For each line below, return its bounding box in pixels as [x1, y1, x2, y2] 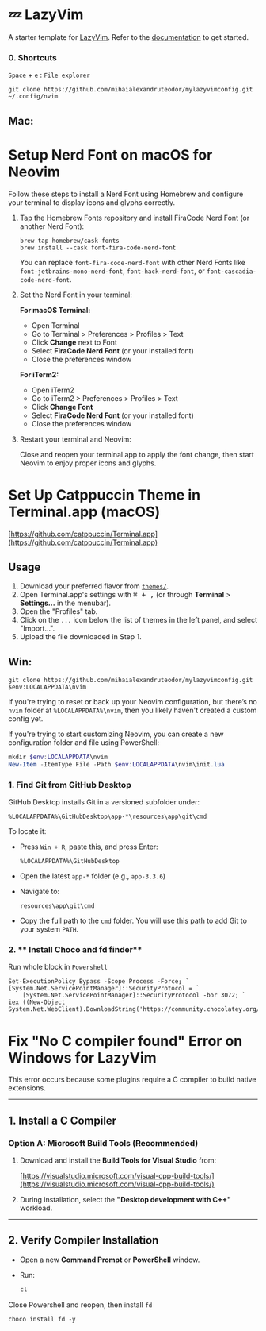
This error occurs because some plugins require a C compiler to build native [8, 1074, 256, 1085]
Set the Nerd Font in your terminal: [19, 290, 132, 299]
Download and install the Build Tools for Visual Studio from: [19, 1155, 217, 1165]
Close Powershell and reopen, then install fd [8, 1300, 153, 1310]
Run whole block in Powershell [8, 963, 108, 972]
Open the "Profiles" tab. [19, 607, 98, 616]
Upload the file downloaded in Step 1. [19, 632, 142, 642]
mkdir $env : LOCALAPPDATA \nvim [8, 753, 108, 762]
